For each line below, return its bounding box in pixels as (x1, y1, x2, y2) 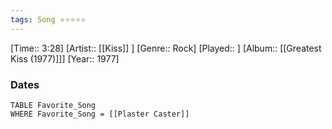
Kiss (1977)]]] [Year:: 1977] (10, 52, 120, 65)
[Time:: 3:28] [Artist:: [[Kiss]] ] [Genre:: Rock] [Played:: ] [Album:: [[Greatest (10, 42, 322, 54)
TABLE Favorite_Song (10, 100, 97, 110)
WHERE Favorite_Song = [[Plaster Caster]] (10, 109, 190, 119)
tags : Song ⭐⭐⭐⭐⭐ (10, 14, 87, 25)
